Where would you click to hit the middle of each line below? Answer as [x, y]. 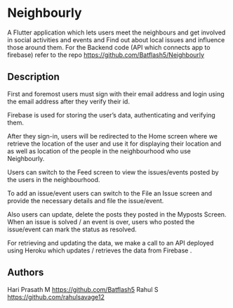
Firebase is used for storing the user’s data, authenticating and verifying [111, 115]
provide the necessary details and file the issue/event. [86, 200]
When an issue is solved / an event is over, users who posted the [101, 222]
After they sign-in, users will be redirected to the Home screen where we [112, 136]
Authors [26, 272]
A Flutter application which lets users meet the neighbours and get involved [116, 32]
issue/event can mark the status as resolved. [72, 229]
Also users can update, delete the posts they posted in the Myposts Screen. [117, 214]
